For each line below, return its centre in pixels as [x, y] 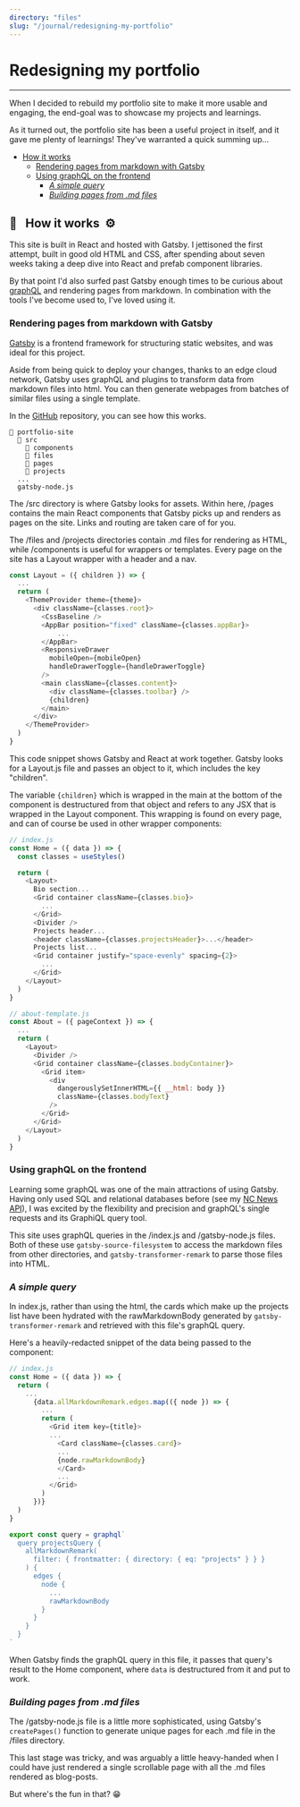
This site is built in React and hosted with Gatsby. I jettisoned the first [136, 245]
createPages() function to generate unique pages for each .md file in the [142, 1731]
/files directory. [37, 1741]
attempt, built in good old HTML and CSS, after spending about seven [137, 254]
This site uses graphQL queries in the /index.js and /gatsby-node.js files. [142, 1235]
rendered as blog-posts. [54, 1777]
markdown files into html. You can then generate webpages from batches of [149, 388]
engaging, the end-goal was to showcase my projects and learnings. [135, 113]
